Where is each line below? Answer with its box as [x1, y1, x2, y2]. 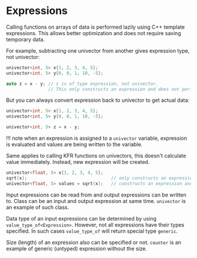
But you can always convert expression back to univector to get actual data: [6, 97, 189, 104]
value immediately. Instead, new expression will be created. [6, 159, 150, 166]
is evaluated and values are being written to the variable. [6, 141, 143, 148]
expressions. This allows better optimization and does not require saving [6, 29, 181, 36]
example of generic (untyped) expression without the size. [6, 245, 148, 252]
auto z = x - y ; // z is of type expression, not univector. [6, 81, 159, 87]
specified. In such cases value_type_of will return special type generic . [6, 227, 178, 235]
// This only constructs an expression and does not [47, 86, 180, 92]
